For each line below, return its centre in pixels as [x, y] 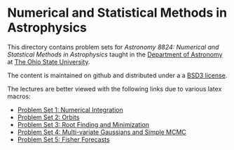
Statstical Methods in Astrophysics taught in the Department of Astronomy [115, 54]
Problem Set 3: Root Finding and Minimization [83, 124]
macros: [19, 96]
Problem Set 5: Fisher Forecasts [63, 139]
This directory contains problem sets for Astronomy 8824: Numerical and [113, 47]
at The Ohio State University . [49, 61]
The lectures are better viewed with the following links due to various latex [115, 89]
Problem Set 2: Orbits [48, 117]
